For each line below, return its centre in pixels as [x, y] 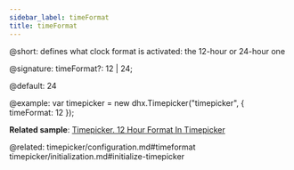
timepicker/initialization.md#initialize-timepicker [97, 156]
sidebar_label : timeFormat [59, 17]
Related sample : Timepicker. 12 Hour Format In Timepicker [117, 129]
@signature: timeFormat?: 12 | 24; [71, 69]
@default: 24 [33, 85]
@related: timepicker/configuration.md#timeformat [102, 147]
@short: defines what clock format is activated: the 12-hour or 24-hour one [147, 51]
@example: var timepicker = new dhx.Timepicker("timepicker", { [127, 102]
